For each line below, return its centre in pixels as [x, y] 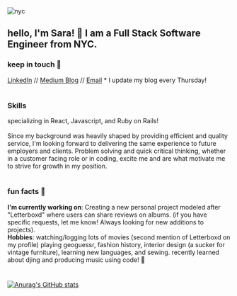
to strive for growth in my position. [57, 166]
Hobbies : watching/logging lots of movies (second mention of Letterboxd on [119, 237]
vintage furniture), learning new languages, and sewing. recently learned [113, 252]
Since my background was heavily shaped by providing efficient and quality [118, 136]
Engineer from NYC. [52, 44]
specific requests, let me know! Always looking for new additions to [105, 222]
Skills [17, 106]
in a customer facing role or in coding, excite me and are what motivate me [116, 159]
